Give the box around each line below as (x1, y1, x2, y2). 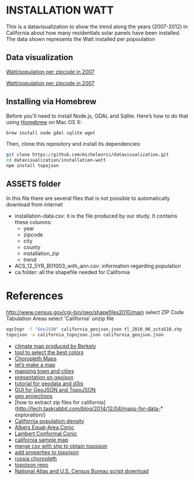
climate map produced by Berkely (14, 342, 97, 349)
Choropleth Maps (14, 355, 57, 362)
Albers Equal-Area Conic (14, 424, 74, 431)
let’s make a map (14, 361, 56, 368)
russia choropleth (14, 455, 57, 462)
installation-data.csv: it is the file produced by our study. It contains (14, 212, 178, 219)
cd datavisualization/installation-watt (6, 157, 107, 164)
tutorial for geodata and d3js (14, 380, 84, 387)
